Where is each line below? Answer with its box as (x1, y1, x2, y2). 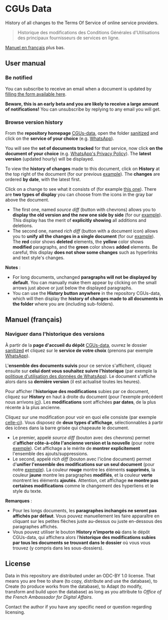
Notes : (5, 264, 21, 270)
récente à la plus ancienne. (5, 404, 61, 410)
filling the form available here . (5, 91, 67, 97)
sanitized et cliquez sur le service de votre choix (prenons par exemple (5, 347, 153, 353)
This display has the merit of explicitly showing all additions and (12, 217, 146, 223)
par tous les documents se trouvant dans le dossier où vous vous (12, 539, 150, 546)
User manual (5, 59, 46, 68)
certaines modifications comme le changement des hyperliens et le (12, 483, 154, 489)
